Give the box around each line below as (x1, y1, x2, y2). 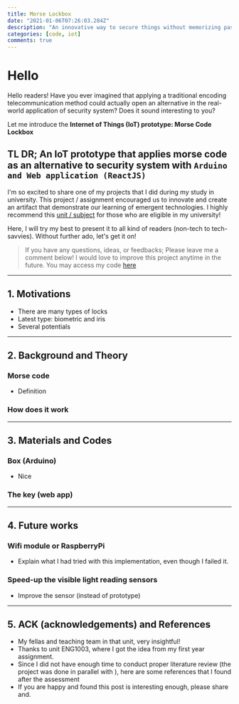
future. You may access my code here (24, 261, 137, 269)
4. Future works (7, 519, 79, 532)
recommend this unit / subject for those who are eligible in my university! (7, 210, 221, 219)
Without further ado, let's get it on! (35, 232, 137, 240)
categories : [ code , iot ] (7, 30, 81, 38)
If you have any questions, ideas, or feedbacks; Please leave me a (24, 245, 219, 254)
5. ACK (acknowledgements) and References (7, 618, 211, 631)
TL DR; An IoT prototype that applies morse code (7, 148, 228, 160)
